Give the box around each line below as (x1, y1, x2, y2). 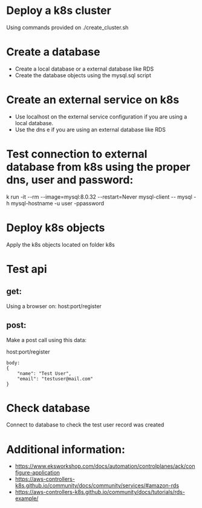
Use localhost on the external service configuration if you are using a (15, 113, 187, 120)
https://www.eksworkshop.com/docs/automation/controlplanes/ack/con (15, 462, 195, 470)
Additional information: (6, 442, 126, 456)
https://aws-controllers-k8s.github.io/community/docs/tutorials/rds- (15, 489, 186, 496)
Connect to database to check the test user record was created (6, 421, 165, 428)
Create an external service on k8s (6, 93, 180, 107)
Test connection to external (6, 147, 148, 161)
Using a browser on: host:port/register (6, 302, 102, 310)
